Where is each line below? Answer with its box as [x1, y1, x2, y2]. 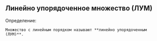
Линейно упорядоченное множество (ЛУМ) [5, 4, 153, 13]
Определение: [5, 17, 37, 23]
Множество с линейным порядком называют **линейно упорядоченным [5, 27, 147, 32]
